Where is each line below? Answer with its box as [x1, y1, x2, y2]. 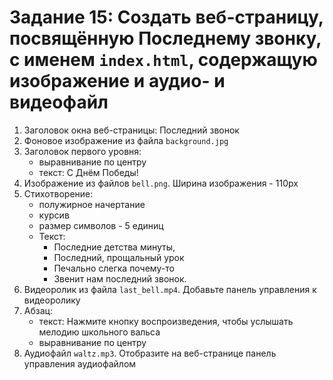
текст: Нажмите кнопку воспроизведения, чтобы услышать [38, 315, 294, 327]
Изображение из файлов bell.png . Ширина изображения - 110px [23, 177, 299, 189]
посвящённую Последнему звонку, [9, 27, 322, 50]
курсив [38, 209, 70, 221]
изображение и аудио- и [9, 70, 226, 93]
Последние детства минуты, [53, 241, 176, 253]
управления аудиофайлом [23, 357, 137, 370]
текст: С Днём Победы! [38, 166, 139, 178]
